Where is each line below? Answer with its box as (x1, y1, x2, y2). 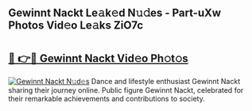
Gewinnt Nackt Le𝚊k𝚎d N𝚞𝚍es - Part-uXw (8, 6, 221, 20)
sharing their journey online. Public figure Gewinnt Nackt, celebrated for (8, 86, 244, 94)
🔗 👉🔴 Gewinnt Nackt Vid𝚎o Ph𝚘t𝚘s (8, 52, 188, 65)
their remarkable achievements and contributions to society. (8, 94, 205, 103)
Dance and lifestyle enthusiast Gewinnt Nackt (91, 77, 241, 86)
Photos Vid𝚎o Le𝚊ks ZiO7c (8, 19, 144, 33)
